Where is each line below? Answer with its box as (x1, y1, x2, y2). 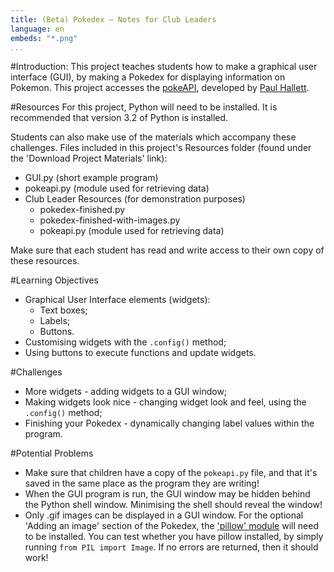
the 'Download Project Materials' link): (10, 152, 168, 165)
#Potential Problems (10, 447, 94, 460)
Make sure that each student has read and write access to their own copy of (10, 244, 325, 256)
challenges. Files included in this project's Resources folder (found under (10, 142, 312, 154)
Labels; (39, 315, 71, 327)
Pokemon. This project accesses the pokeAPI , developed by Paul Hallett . (10, 82, 310, 94)
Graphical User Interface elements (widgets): (24, 294, 211, 306)
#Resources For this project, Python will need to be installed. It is (10, 101, 278, 113)
